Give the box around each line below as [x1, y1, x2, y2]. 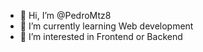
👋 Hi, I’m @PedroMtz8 [19, 10, 112, 21]
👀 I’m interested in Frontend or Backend [19, 31, 183, 42]
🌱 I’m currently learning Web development [19, 20, 194, 32]
